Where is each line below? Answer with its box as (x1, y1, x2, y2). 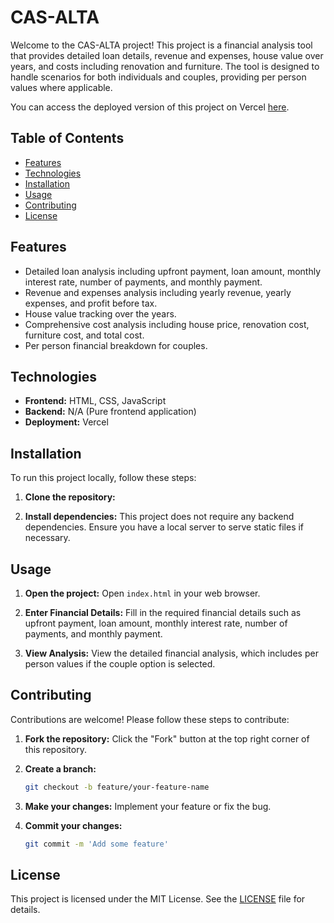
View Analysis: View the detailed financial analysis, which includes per (24, 647, 319, 659)
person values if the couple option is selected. (24, 658, 216, 670)
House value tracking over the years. (24, 307, 177, 320)
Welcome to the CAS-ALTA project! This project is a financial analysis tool (10, 39, 313, 51)
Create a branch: (24, 762, 97, 775)
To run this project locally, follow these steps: (10, 472, 197, 484)
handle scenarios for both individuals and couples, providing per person (10, 71, 307, 83)
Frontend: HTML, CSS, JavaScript (24, 395, 167, 407)
